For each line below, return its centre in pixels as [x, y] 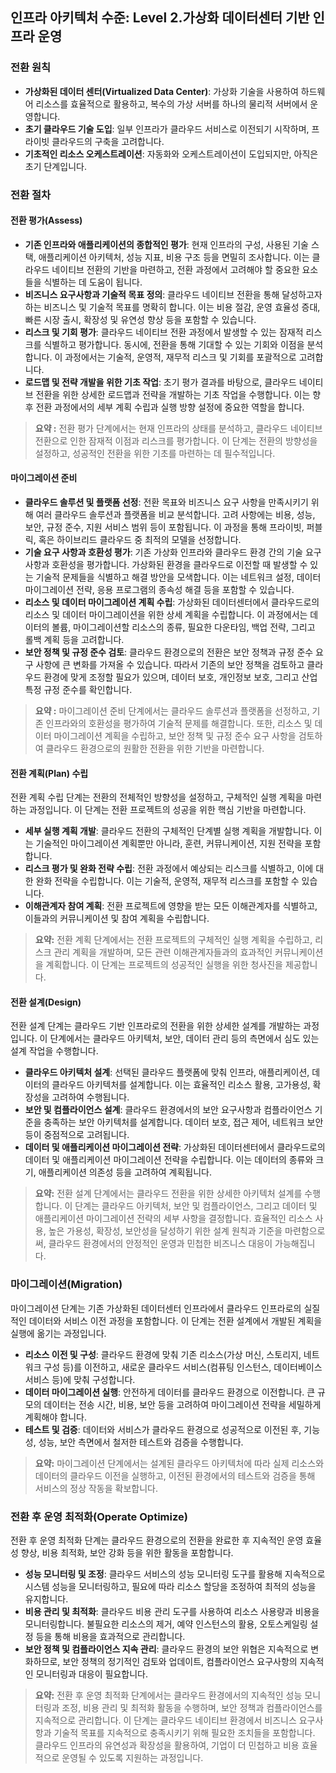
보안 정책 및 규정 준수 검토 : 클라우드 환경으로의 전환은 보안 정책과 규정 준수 [169, 652]
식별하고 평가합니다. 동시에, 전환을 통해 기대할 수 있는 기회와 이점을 [174, 344]
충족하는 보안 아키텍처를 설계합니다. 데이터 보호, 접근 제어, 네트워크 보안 [183, 1122]
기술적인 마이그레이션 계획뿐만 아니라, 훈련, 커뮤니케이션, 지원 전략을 [169, 844]
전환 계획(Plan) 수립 [49, 773]
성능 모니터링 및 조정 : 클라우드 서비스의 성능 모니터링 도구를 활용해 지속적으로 [175, 1574]
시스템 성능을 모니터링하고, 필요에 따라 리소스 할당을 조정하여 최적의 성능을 [170, 1587]
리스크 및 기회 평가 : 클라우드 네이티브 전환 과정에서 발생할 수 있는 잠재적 [164, 332]
